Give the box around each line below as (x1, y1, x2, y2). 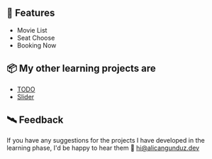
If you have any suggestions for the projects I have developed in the (6, 136, 205, 145)
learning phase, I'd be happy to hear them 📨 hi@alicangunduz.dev (6, 143, 200, 153)
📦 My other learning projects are (6, 62, 157, 75)
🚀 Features (6, 7, 55, 19)
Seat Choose (16, 33, 55, 42)
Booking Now (16, 40, 57, 50)
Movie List (16, 26, 48, 34)
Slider (16, 92, 35, 101)
